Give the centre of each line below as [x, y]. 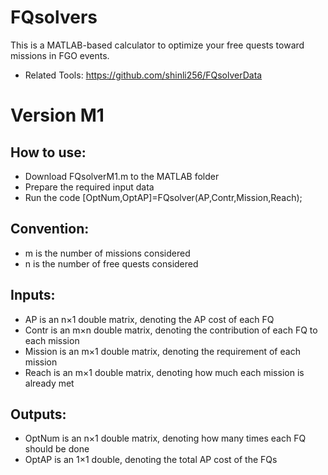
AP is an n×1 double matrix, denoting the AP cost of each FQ [149, 319]
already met [49, 383]
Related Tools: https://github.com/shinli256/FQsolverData [143, 75]
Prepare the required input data [89, 187]
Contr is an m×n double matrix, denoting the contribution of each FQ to [171, 330]
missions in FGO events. [60, 55]
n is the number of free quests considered [111, 263]
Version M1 [57, 115]
